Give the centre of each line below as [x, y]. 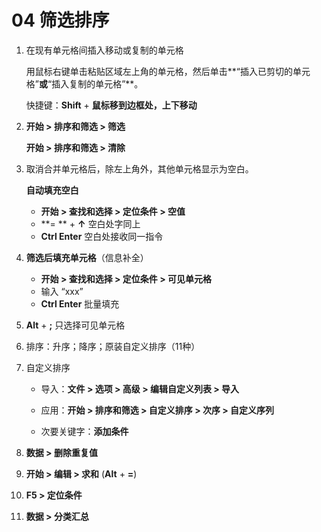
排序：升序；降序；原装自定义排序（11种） [113, 346]
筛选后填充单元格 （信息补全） [87, 257]
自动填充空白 [52, 190]
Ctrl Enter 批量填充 [80, 303]
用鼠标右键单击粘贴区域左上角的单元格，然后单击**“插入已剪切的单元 [168, 71]
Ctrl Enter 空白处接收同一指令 [102, 236]
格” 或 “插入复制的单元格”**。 [84, 83]
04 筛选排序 [60, 20]
